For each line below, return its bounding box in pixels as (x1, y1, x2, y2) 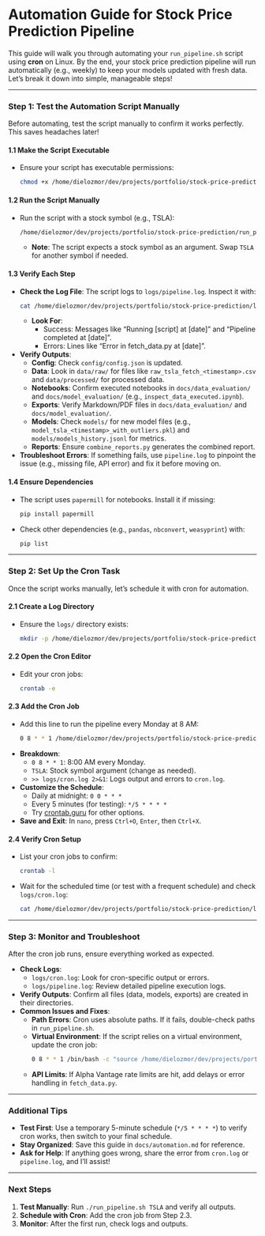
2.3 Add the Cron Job (8, 701, 80, 711)
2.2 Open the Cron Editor (8, 652, 91, 661)
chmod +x (19, 178, 49, 187)
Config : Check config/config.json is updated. (31, 358, 183, 368)
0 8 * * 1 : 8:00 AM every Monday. (31, 757, 146, 766)
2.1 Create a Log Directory (8, 602, 95, 611)
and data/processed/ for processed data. (31, 375, 165, 384)
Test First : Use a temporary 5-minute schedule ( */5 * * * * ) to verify (19, 1123, 248, 1132)
